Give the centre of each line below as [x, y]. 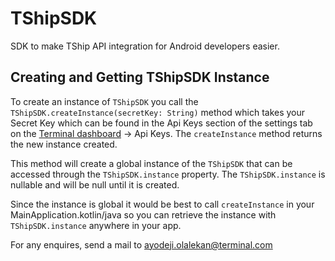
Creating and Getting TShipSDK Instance [140, 77]
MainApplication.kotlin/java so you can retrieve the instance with [143, 214]
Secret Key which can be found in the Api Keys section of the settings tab [161, 123]
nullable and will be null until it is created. [95, 184]
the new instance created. [64, 144]
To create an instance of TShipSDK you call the [104, 101]
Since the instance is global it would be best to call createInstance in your [162, 204]
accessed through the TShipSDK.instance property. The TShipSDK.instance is [168, 174]
